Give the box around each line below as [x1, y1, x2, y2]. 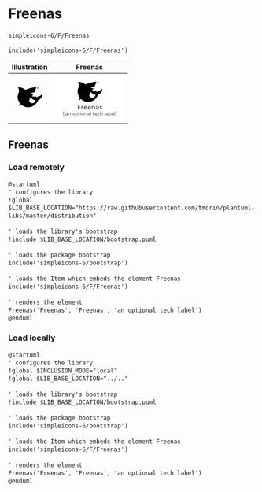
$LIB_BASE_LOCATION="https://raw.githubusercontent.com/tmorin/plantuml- [8, 204, 256, 212]
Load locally [8, 332, 56, 343]
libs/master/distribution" [8, 212, 97, 220]
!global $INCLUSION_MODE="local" [8, 367, 118, 375]
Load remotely [8, 161, 65, 172]
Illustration [11, 62, 49, 72]
